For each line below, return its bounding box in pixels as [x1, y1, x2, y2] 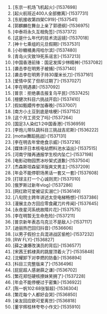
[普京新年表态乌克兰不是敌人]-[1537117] [12, 219, 92, 225]
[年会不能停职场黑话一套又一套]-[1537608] [12, 170, 99, 176]
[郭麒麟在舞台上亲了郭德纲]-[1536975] [12, 23, 90, 28]
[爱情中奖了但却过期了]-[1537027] [12, 78, 81, 83]
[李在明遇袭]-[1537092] [12, 84, 60, 90]
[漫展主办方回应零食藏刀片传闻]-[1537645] [12, 201, 99, 206]
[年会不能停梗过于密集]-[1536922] [12, 279, 82, 285]
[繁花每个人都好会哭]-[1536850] [12, 291, 77, 297]
